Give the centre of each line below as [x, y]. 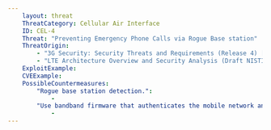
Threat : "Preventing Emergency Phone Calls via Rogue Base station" [140, 38]
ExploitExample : [50, 69]
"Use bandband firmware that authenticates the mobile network [145, 106]
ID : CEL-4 [39, 31]
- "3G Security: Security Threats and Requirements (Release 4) [147, 53]
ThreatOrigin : [46, 46]
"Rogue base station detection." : [95, 91]
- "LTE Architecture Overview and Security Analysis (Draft [140, 61]
